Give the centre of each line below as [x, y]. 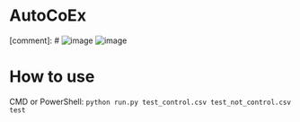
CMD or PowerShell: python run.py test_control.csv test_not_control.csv [150, 101]
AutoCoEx [48, 16]
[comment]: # [35, 40]
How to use [52, 77]
